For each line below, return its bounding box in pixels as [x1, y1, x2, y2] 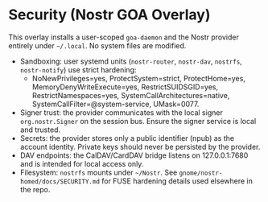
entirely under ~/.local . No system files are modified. [8, 40, 187, 50]
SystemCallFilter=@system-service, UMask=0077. [31, 99, 200, 109]
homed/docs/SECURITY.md [19, 177, 101, 186]
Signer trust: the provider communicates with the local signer [19, 107, 223, 117]
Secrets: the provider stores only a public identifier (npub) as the [19, 133, 235, 142]
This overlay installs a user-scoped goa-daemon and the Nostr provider [8, 32, 239, 42]
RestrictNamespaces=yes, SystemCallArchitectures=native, [31, 90, 230, 100]
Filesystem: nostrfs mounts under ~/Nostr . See [19, 167, 178, 177]
